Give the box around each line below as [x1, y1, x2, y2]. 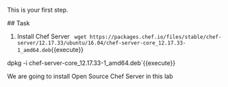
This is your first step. [7, 6, 68, 14]
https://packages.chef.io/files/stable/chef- [89, 34, 222, 40]
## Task [7, 19, 30, 27]
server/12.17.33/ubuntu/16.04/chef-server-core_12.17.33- [16, 40, 186, 47]
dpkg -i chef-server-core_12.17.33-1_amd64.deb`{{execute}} [7, 59, 176, 67]
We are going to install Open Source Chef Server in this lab [7, 72, 173, 80]
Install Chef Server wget [16, 32, 87, 40]
